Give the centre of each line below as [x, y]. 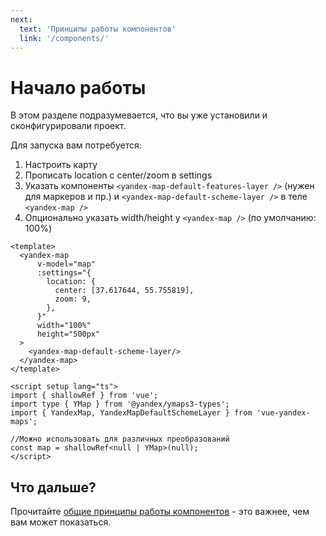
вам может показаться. [61, 522]
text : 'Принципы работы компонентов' [98, 29]
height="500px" [68, 334]
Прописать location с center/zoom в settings [118, 175]
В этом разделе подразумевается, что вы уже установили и [139, 115]
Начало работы [78, 87]
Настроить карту [61, 165]
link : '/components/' [64, 38]
